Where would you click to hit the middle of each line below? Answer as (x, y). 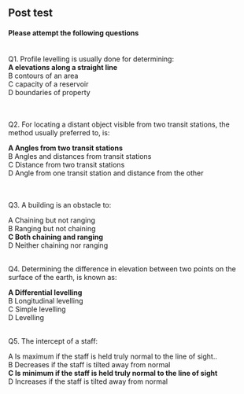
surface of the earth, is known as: (63, 277)
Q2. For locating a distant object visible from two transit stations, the (119, 124)
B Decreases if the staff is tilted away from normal (89, 364)
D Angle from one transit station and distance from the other (106, 173)
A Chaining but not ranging (52, 220)
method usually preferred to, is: (59, 132)
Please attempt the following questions (74, 33)
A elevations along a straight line (63, 67)
